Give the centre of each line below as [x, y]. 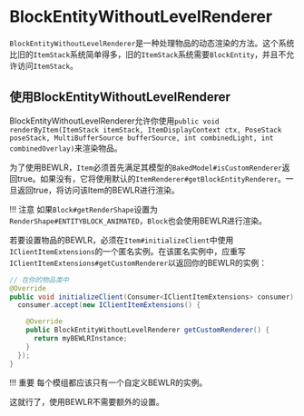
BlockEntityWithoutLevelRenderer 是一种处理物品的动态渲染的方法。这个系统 [152, 43]
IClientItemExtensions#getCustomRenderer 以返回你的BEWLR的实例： [138, 262]
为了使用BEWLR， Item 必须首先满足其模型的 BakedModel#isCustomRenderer [146, 167]
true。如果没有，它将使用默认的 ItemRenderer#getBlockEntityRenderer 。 [151, 178]
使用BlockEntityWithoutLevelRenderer [120, 97]
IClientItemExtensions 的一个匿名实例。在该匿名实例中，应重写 [128, 251]
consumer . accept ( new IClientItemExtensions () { [109, 305]
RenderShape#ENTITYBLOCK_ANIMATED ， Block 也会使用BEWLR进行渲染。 [138, 221]
